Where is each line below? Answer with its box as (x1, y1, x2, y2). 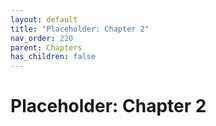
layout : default (10, 14, 78, 25)
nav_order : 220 (10, 33, 74, 43)
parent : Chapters (10, 42, 83, 53)
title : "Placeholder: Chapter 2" (10, 24, 150, 34)
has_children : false (10, 52, 97, 62)
